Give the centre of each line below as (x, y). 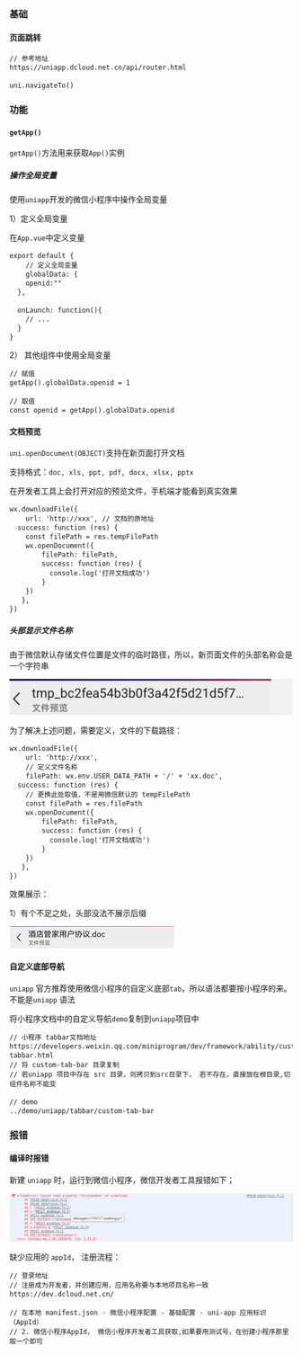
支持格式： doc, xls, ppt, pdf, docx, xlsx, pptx (102, 472)
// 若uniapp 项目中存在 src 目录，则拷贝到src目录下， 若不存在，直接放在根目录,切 (150, 1074)
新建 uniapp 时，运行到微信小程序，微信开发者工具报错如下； (122, 1180)
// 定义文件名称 (52, 767)
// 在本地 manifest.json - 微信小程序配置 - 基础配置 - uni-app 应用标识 (138, 1313)
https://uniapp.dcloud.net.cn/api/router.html (98, 68)
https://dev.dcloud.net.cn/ (62, 1294)
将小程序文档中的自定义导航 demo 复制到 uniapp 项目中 (104, 1019)
